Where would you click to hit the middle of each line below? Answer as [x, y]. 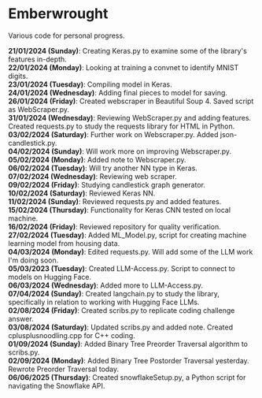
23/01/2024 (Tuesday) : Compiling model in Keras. [90, 84]
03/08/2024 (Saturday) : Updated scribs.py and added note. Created [121, 327]
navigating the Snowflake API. [57, 385]
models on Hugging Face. [50, 277]
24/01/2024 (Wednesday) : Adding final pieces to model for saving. [118, 92]
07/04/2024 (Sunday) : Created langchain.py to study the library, [114, 293]
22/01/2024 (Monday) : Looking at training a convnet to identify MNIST [124, 67]
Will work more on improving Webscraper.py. [159, 151]
